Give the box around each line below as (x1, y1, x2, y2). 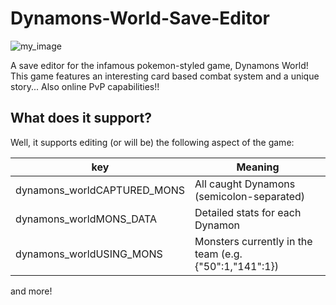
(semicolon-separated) (194, 189, 306, 203)
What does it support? (10, 110, 153, 127)
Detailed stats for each (194, 205, 302, 219)
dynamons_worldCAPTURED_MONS (15, 183, 185, 197)
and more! (10, 285, 53, 297)
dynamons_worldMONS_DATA (15, 212, 157, 226)
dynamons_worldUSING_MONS (15, 247, 163, 261)
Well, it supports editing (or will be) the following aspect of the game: (10, 136, 295, 148)
